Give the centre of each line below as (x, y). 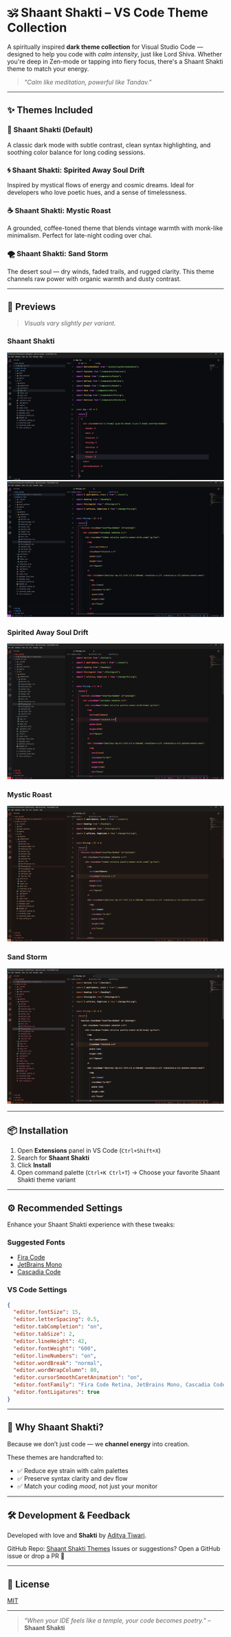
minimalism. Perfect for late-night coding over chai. (80, 236)
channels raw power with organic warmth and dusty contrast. (94, 279)
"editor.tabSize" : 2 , (44, 1334)
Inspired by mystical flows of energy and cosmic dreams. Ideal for (101, 185)
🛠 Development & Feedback (69, 1515)
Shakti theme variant (46, 1180)
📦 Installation (38, 1130)
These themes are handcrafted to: (55, 1457)
